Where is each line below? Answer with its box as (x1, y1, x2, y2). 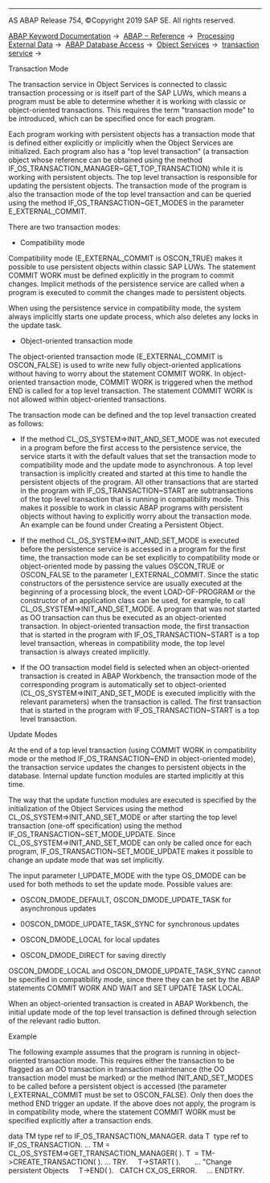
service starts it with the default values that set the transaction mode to (19, 452, 256, 460)
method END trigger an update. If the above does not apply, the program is (8, 1098, 256, 1108)
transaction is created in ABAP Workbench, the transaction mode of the (19, 671, 257, 681)
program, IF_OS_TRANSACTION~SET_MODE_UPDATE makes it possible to (8, 847, 253, 856)
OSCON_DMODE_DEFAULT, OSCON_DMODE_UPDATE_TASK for (19, 895, 231, 904)
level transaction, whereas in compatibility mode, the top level (19, 639, 225, 648)
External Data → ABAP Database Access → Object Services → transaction (8, 40, 260, 49)
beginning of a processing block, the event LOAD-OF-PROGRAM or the (19, 587, 256, 597)
